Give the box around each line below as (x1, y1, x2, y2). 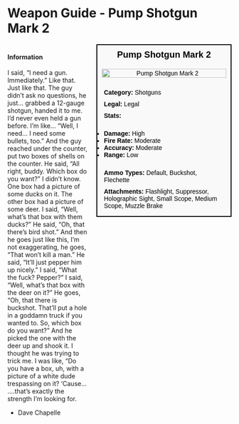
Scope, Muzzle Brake (104, 201, 164, 210)
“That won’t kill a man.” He (7, 251, 85, 259)
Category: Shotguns (104, 88, 161, 96)
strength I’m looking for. (7, 395, 77, 403)
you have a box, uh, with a (7, 364, 84, 373)
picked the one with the (7, 334, 77, 343)
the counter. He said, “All (7, 159, 80, 168)
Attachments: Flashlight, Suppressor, (104, 187, 209, 196)
